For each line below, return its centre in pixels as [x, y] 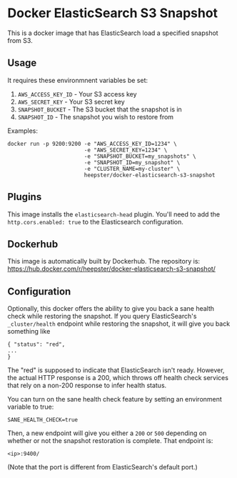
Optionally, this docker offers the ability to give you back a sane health [111, 309]
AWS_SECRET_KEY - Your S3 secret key [71, 101]
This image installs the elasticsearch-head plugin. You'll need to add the [114, 214]
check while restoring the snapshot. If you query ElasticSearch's [102, 317]
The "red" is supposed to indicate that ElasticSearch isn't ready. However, [116, 370]
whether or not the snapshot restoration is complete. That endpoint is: [110, 441]
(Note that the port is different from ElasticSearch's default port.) [102, 467]
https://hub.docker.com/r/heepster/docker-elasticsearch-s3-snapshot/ [112, 269]
